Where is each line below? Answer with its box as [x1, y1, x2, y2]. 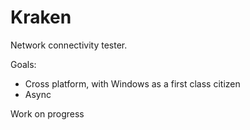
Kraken [10, 6, 72, 29]
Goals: [10, 58, 37, 70]
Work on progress [10, 107, 85, 120]
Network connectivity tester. [10, 39, 128, 51]
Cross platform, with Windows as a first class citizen [24, 77, 241, 90]
